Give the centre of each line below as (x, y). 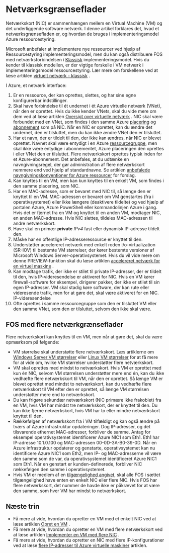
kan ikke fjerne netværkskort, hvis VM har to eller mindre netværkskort (87, 410)
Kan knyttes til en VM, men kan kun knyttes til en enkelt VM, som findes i (88, 180)
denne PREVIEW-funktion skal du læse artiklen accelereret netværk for (87, 260)
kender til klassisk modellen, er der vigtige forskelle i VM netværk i (75, 65)
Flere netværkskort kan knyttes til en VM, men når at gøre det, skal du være (84, 337)
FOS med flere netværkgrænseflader (65, 325)
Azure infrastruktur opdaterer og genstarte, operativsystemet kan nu (84, 448)
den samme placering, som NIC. (46, 186)
